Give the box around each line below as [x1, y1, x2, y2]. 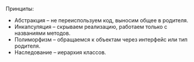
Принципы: [5, 5, 34, 12]
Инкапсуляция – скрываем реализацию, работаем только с [14, 23, 168, 30]
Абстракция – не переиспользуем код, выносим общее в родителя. [14, 17, 189, 23]
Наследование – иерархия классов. [14, 49, 106, 56]
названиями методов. [14, 29, 71, 37]
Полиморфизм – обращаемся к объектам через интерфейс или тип [14, 36, 187, 43]
